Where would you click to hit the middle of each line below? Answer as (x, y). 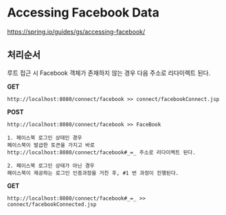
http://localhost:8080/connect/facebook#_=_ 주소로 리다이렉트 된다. (101, 152)
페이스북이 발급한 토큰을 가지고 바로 (51, 145)
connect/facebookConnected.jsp (52, 204)
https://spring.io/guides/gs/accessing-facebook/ (76, 32)
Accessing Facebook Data (83, 13)
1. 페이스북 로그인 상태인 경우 (45, 138)
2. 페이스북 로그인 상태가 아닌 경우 (51, 166)
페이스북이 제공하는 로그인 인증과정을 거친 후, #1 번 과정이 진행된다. (93, 173)
